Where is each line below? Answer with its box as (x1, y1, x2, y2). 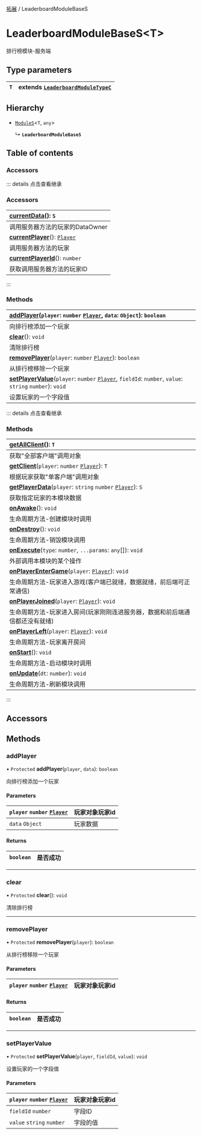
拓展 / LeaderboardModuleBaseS (6, 5, 88, 12)
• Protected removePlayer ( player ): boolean (6, 938, 114, 946)
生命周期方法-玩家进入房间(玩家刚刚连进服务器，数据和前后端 (9, 608, 185, 616)
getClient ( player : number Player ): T (9, 462, 108, 470)
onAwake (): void (9, 504, 57, 512)
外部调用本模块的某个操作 (9, 557, 82, 565)
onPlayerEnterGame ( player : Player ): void (9, 567, 129, 575)
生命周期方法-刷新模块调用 (9, 680, 86, 688)
